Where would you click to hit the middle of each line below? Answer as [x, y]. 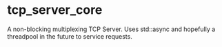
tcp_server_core [55, 10]
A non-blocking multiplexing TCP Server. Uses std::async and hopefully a [111, 29]
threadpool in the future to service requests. [70, 36]
